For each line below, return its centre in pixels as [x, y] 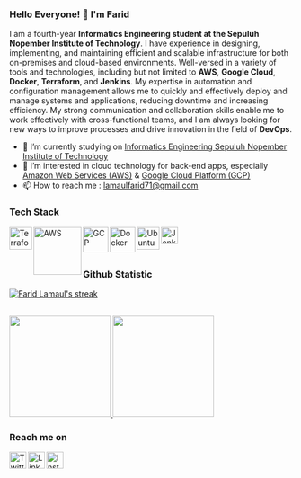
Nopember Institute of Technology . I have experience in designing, [135, 43]
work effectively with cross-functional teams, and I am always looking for [145, 119]
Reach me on [38, 437]
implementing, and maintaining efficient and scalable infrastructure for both [149, 53]
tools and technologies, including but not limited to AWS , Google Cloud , [142, 72]
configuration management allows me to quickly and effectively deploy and [148, 91]
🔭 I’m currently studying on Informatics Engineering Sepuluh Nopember [155, 146]
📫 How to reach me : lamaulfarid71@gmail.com [110, 186]
